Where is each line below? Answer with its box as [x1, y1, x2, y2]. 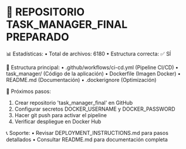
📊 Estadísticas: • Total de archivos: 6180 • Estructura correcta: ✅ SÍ [6, 50, 171, 57]
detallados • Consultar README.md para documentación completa [6, 135, 168, 143]
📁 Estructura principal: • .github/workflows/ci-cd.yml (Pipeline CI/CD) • [6, 64, 179, 71]
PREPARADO [6, 31, 69, 44]
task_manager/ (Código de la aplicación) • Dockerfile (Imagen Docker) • [6, 70, 181, 77]
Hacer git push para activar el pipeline [14, 111, 107, 118]
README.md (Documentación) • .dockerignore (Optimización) [6, 76, 157, 83]
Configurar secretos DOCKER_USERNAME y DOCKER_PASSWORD [14, 105, 175, 112]
